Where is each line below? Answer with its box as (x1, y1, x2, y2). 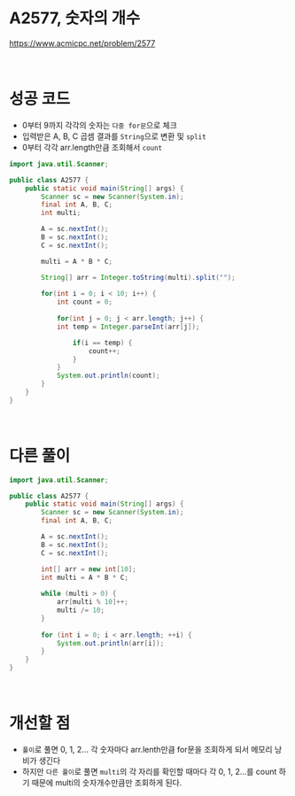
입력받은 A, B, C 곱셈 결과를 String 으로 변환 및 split (21, 130, 206, 142)
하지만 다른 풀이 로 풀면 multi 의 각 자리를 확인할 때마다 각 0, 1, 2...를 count (21, 767, 277, 777)
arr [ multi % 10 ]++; (56, 598, 128, 607)
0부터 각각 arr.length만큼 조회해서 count (21, 142, 163, 152)
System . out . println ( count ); (56, 371, 161, 381)
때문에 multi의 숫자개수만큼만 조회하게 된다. (31, 777, 182, 788)
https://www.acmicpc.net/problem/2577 (9, 37, 156, 49)
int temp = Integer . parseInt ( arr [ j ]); (56, 322, 200, 331)
